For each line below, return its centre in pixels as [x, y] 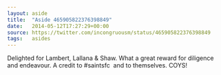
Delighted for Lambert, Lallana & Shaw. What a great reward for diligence [110, 58]
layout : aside [28, 13]
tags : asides [29, 39]
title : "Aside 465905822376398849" [60, 20]
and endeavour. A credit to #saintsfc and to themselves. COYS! [97, 65]
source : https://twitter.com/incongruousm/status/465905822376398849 [109, 32]
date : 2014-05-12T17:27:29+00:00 [58, 26]
